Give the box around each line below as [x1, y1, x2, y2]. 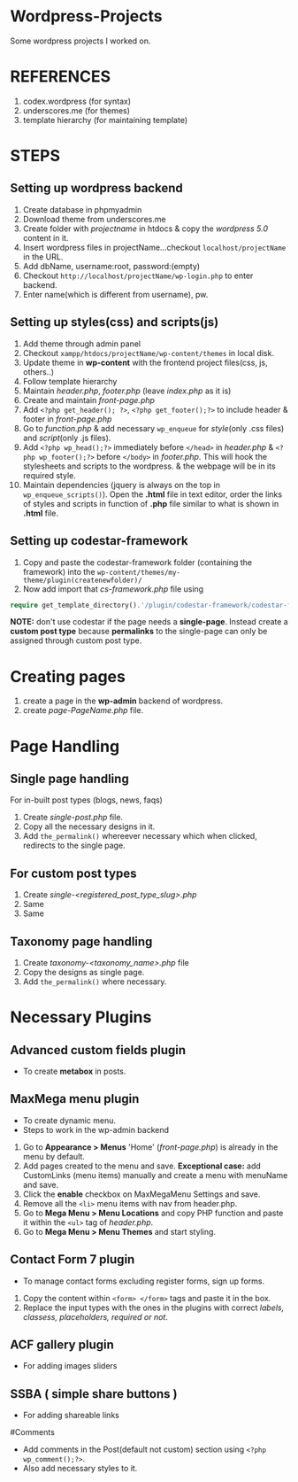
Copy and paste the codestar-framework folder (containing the [22, 556, 253, 568]
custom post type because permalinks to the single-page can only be [10, 626, 268, 637]
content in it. [22, 232, 69, 243]
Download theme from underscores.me [22, 213, 166, 224]
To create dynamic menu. [22, 1114, 117, 1126]
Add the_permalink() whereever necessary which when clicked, [22, 831, 257, 842]
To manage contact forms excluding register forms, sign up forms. [22, 1276, 264, 1286]
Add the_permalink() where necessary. [22, 976, 167, 987]
